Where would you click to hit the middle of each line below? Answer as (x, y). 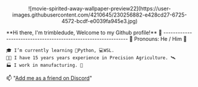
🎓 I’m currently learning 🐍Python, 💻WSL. (60, 50)
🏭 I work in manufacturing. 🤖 (44, 65)
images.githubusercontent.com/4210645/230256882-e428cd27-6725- (100, 15)
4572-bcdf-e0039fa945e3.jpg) (100, 21)
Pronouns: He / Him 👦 (161, 39)
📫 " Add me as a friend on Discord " (49, 78)
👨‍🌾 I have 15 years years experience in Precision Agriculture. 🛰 (91, 58)
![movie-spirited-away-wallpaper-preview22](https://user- (100, 9)
